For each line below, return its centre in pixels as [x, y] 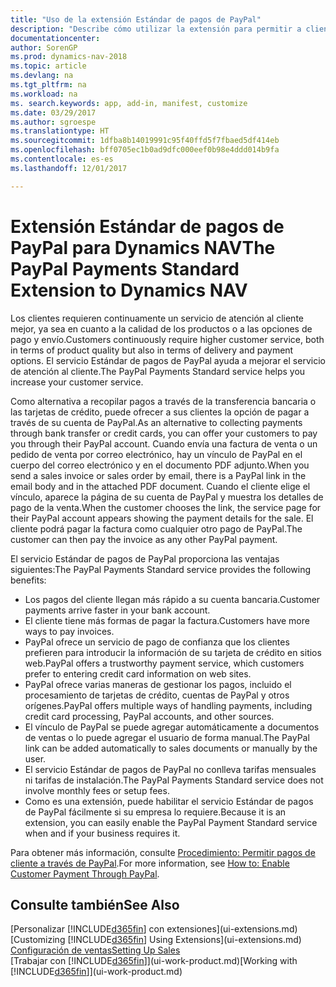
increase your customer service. [77, 382]
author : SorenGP [44, 47]
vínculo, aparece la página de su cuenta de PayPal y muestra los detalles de [167, 497]
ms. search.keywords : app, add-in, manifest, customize [129, 103]
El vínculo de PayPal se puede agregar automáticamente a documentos [172, 727]
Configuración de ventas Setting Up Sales [95, 950]
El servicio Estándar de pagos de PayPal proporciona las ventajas [145, 558]
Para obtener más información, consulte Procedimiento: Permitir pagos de [163, 852]
